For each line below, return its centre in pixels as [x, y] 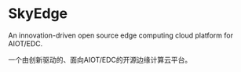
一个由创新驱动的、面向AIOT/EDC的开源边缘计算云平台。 [100, 59]
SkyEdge [38, 14]
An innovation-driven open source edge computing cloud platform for [121, 35]
